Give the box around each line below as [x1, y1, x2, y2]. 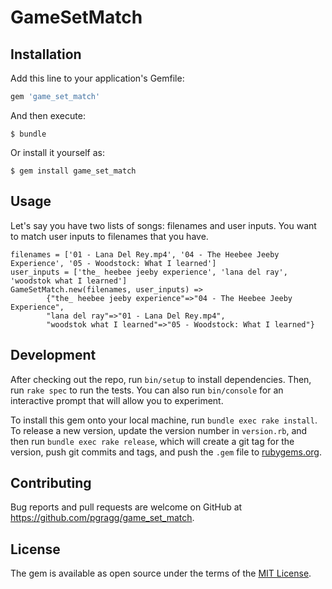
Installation [10, 46, 82, 63]
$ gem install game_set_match [10, 166, 137, 176]
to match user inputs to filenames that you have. [10, 230, 209, 242]
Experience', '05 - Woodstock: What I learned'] [10, 258, 217, 268]
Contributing [10, 474, 92, 491]
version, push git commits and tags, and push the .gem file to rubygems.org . [10, 446, 323, 458]
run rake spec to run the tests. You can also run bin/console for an [10, 384, 284, 396]
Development [10, 347, 97, 364]
